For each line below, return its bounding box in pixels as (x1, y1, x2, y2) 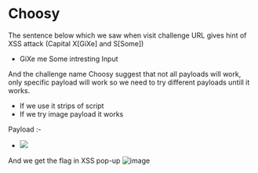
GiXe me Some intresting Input (19, 54, 119, 63)
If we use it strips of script (19, 101, 104, 110)
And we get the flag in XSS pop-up (8, 156, 121, 165)
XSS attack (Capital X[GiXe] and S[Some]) (8, 38, 144, 48)
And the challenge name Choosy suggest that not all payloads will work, (8, 69, 242, 78)
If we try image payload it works (19, 109, 124, 118)
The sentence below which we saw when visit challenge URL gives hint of (8, 31, 247, 40)
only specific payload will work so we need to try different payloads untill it (8, 77, 250, 87)
